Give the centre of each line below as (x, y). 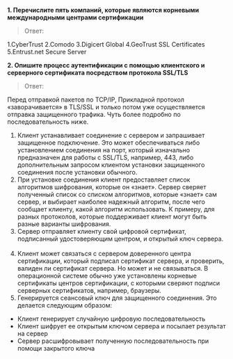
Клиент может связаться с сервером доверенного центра (104, 254)
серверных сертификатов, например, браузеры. (89, 290)
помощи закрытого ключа (56, 348)
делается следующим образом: (65, 305)
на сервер (33, 334)
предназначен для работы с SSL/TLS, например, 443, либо (105, 157)
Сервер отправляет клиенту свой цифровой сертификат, (102, 231)
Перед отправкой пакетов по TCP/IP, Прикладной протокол (96, 99)
